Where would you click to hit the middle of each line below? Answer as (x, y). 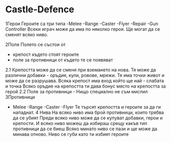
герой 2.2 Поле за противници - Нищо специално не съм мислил (77, 91)
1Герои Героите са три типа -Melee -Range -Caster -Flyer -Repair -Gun (82, 24)
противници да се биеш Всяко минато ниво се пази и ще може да (85, 129)
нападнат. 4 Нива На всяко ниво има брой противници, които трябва (88, 112)
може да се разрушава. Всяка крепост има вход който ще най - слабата (85, 80)
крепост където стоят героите (46, 54)
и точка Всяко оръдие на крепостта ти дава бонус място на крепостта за (86, 86)
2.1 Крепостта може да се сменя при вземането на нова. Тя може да (81, 70)
